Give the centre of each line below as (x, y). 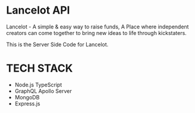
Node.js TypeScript (38, 85)
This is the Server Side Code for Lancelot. (57, 44)
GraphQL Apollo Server (43, 91)
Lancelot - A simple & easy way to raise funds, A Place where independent (97, 27)
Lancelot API (38, 10)
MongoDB (27, 97)
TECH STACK (40, 68)
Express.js (27, 104)
